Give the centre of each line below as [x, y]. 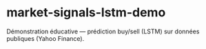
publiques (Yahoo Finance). [45, 38]
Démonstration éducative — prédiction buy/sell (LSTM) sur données [103, 31]
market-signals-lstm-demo [86, 13]
